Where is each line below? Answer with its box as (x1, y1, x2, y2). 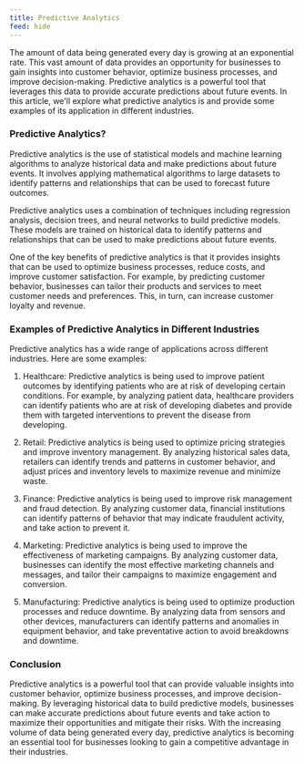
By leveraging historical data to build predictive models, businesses (41, 698, 294, 709)
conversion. (22, 579, 67, 590)
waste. (22, 476, 48, 487)
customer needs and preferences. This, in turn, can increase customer (9, 290, 274, 301)
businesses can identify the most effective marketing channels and (22, 560, 275, 571)
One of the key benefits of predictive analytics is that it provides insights (9, 252, 280, 263)
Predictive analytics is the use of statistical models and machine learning (9, 148, 282, 160)
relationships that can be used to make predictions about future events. (9, 233, 278, 244)
